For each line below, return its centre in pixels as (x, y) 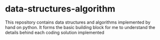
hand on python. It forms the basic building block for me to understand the (80, 27)
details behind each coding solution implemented (55, 32)
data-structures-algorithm (60, 9)
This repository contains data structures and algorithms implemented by (78, 22)
